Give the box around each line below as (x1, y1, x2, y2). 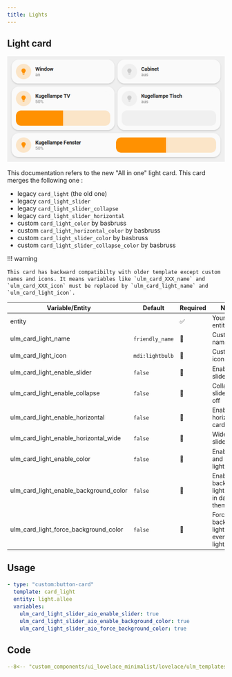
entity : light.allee (13, 596, 72, 603)
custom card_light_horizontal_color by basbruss (17, 226, 161, 235)
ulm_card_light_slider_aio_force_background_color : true (19, 625, 187, 632)
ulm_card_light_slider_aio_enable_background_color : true (19, 617, 190, 624)
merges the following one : (7, 177, 84, 185)
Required (179, 303, 206, 312)
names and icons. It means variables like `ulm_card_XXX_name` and (7, 276, 206, 283)
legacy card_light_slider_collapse (17, 204, 119, 213)
